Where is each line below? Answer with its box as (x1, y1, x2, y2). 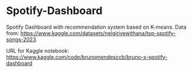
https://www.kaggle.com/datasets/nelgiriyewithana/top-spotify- (20, 29, 176, 36)
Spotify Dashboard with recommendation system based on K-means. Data (6, 23, 187, 30)
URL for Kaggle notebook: (6, 47, 69, 54)
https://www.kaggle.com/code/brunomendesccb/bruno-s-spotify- (6, 53, 168, 60)
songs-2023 (6, 36, 37, 43)
